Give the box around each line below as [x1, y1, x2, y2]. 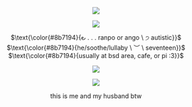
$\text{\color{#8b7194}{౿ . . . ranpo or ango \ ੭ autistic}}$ [11, 33, 181, 42]
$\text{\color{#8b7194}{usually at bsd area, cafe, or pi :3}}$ [8, 52, 184, 60]
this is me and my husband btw [50, 92, 142, 100]
